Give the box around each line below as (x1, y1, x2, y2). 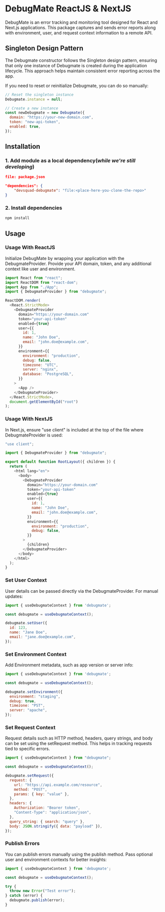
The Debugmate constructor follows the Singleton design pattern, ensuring (5, 57, 158, 63)
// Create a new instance (5, 106, 58, 111)
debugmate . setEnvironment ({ (5, 689, 63, 695)
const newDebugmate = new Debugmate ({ (5, 110, 85, 115)
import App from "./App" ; (5, 285, 58, 290)
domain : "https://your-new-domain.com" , (9, 115, 94, 120)
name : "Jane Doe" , (9, 630, 48, 635)
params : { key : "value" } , (14, 791, 69, 796)
